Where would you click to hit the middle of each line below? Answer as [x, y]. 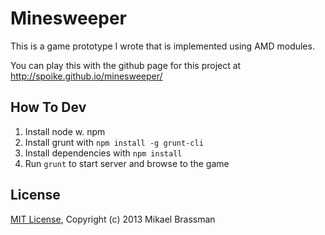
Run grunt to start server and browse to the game [127, 163]
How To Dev [48, 107]
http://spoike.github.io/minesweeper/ [86, 76]
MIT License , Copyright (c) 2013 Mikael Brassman [113, 219]
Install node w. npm [65, 131]
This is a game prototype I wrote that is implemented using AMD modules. [162, 46]
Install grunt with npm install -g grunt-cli [114, 142]
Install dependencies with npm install [103, 153]
